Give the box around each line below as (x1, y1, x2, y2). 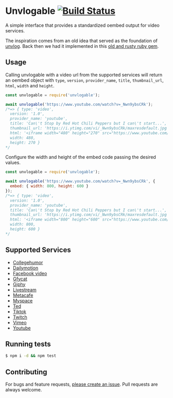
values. (5, 159, 21, 166)
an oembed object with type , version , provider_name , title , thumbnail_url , (5, 77, 164, 83)
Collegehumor (12, 259, 43, 265)
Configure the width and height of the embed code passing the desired (5, 154, 156, 160)
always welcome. (5, 387, 42, 393)
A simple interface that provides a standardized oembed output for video (5, 22, 160, 28)
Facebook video (12, 270, 47, 276)
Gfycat (12, 276, 27, 282)
